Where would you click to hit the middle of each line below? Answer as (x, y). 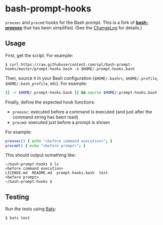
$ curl (12, 64)
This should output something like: (41, 155)
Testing (17, 197)
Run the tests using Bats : (31, 209)
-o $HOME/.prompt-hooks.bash (104, 69)
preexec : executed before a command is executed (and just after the (82, 112)
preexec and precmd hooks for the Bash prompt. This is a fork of (70, 22)
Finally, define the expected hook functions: (50, 102)
